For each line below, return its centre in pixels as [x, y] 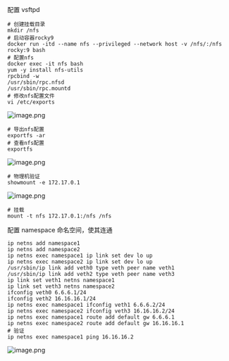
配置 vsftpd [24, 9]
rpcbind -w [23, 76]
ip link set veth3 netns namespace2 [61, 286]
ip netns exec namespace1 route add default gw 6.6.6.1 [91, 317]
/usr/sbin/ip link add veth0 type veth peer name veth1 [91, 268]
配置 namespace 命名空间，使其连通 [60, 230]
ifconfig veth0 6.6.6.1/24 [47, 293]
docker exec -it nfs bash [45, 64]
